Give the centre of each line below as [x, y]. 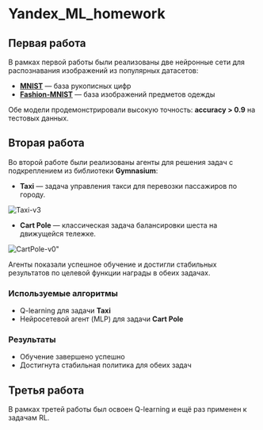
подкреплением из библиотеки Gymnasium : [83, 171]
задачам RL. [29, 418]
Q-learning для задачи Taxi [65, 311]
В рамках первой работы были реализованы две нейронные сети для [127, 62]
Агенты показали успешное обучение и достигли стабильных [112, 264]
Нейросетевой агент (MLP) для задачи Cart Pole [101, 319]
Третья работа [46, 390]
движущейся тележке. [58, 233]
